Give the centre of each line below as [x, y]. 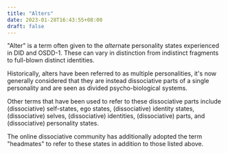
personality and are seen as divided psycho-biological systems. [97, 88]
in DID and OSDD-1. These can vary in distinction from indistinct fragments [113, 53]
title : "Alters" [30, 13]
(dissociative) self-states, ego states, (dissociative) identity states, [101, 109]
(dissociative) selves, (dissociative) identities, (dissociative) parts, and [106, 116]
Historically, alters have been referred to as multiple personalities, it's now [112, 73]
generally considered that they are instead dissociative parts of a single [108, 81]
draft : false [26, 26]
